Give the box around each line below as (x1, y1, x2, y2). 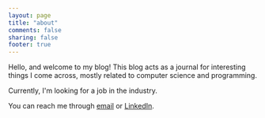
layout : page (8, 11, 51, 20)
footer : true (8, 41, 51, 49)
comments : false (8, 26, 62, 34)
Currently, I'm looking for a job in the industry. (8, 86, 158, 95)
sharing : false (8, 33, 59, 42)
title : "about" (8, 19, 59, 27)
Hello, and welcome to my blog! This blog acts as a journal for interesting (8, 62, 247, 72)
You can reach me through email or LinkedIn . (8, 101, 154, 111)
